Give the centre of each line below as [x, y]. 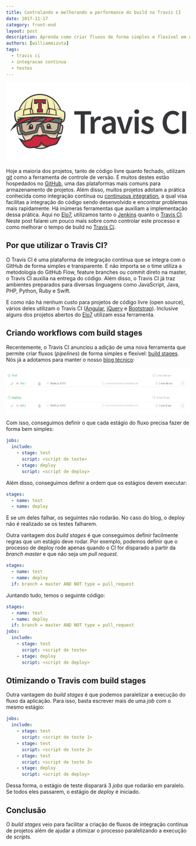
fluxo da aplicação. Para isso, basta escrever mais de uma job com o [88, 701]
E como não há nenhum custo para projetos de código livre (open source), [95, 302]
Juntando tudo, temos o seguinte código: [55, 595]
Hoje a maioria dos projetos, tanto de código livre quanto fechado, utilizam [96, 171]
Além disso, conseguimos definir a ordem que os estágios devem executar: [97, 483]
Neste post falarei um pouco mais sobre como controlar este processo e [93, 221]
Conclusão [26, 810]
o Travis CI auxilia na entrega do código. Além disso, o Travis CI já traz [91, 278]
